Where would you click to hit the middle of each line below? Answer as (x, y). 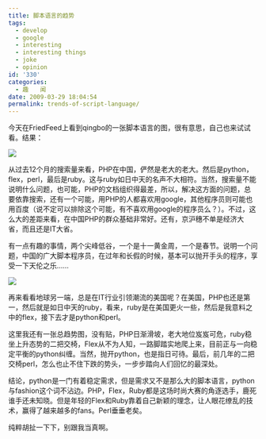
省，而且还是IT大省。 (43, 229)
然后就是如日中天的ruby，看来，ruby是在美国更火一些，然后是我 (127, 307)
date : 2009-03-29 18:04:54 (53, 97)
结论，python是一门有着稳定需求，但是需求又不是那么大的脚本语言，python (131, 381)
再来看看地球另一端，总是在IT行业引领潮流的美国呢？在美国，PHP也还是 (126, 298)
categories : (28, 82)
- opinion (31, 67)
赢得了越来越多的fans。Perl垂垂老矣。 (84, 410)
